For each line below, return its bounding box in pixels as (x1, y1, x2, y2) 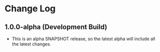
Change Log (4, 3, 56, 14)
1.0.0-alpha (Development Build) (4, 23, 107, 31)
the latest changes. (11, 41, 52, 47)
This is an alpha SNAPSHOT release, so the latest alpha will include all (11, 36, 156, 42)
